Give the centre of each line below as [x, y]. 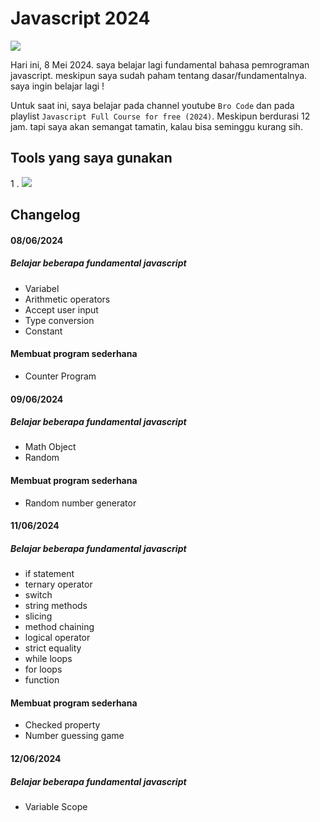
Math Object [50, 447]
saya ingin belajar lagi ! [57, 86]
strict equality [53, 648]
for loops [43, 669]
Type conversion [59, 320]
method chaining [59, 627]
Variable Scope [56, 806]
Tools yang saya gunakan [91, 158]
